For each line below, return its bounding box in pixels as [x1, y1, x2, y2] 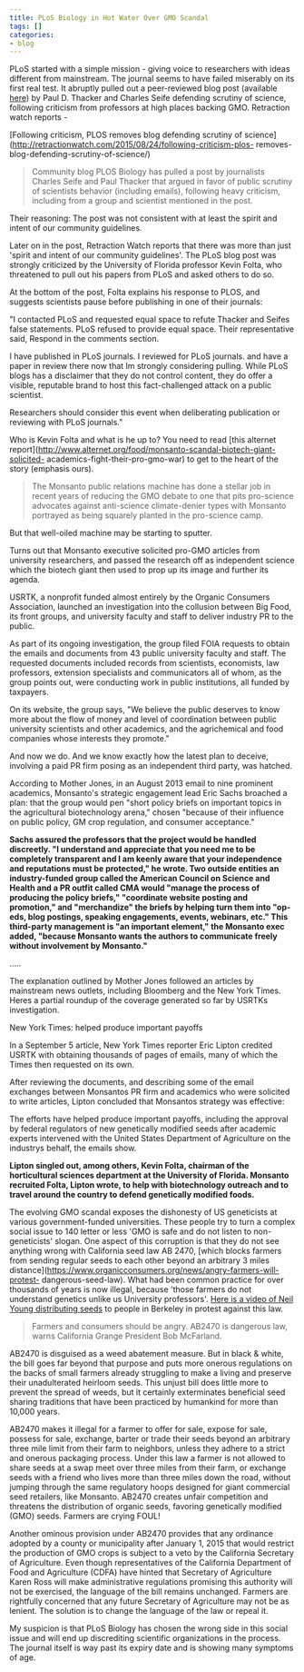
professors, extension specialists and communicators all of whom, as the [9, 667, 282, 678]
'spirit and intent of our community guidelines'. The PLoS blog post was [9, 250, 277, 261]
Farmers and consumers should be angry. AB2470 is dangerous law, [31, 1321, 289, 1332]
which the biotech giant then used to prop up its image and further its [9, 564, 270, 575]
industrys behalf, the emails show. [9, 1142, 137, 1154]
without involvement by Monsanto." [9, 940, 148, 951]
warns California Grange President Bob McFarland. [31, 1330, 222, 1341]
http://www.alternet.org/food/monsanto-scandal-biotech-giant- [37, 444, 276, 455]
